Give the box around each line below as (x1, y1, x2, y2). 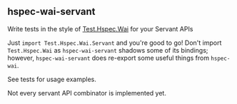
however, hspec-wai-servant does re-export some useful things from (7, 53, 209, 62)
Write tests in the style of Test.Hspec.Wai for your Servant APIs (7, 24, 193, 33)
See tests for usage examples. (7, 75, 96, 83)
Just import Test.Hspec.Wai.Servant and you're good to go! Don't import (7, 38, 222, 47)
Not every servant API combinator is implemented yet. (7, 88, 166, 97)
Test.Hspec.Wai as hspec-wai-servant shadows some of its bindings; (7, 46, 208, 54)
